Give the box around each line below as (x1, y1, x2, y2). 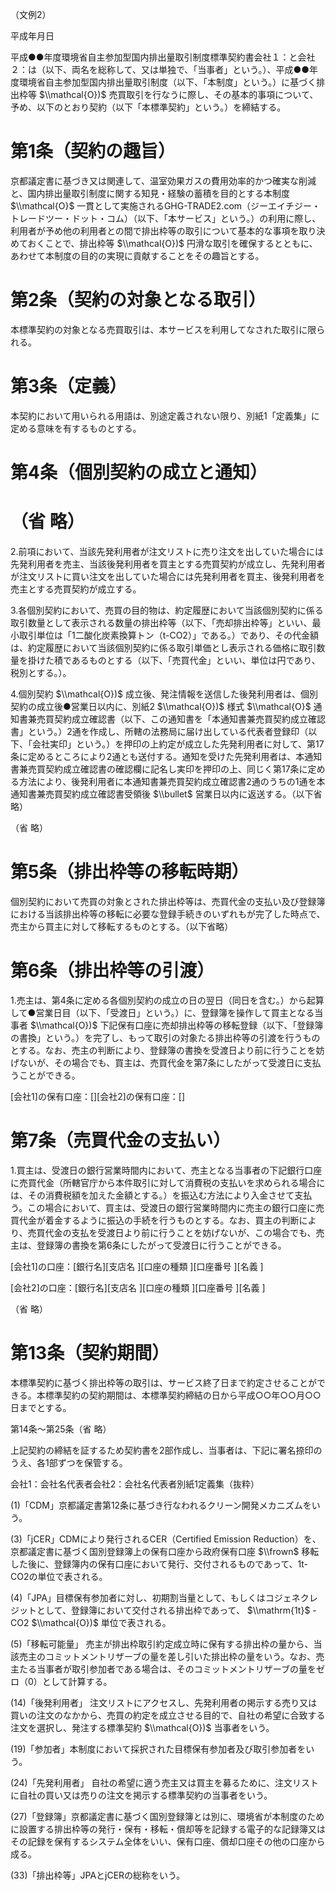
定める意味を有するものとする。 (10, 422, 142, 434)
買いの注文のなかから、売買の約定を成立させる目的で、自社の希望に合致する (10, 1709, 326, 1721)
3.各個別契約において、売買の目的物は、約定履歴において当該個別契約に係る (10, 604, 324, 616)
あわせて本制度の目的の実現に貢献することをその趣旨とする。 (10, 249, 265, 262)
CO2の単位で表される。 (10, 1570, 108, 1582)
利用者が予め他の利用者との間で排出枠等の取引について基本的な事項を (10, 224, 300, 237)
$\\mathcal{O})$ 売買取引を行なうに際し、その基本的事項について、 (38, 89, 319, 100)
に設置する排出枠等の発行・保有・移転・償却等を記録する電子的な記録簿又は (10, 1823, 326, 1835)
